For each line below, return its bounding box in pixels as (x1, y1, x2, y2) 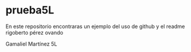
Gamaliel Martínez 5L (5, 40, 58, 47)
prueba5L (5, 4, 55, 17)
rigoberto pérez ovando (5, 29, 63, 36)
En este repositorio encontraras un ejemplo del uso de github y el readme (5, 23, 185, 30)
